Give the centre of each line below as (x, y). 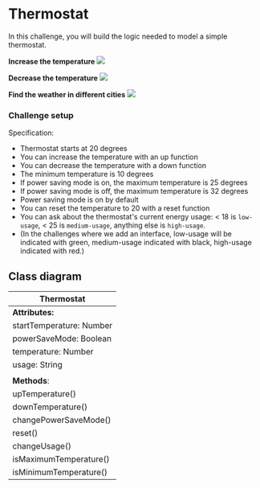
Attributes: (33, 313)
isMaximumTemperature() (61, 459)
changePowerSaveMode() (62, 420)
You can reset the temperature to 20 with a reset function (115, 208)
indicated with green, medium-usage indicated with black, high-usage (136, 243)
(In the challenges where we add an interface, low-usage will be (126, 234)
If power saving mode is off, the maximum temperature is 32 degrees (134, 191)
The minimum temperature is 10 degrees (87, 174)
